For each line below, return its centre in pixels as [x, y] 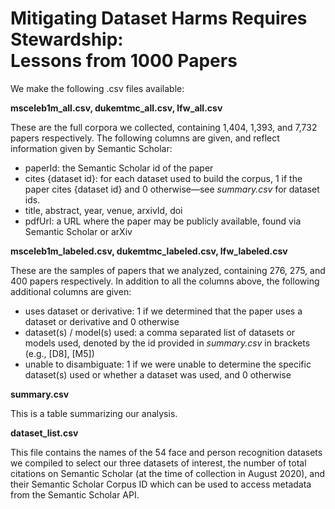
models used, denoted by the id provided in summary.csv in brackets [167, 343]
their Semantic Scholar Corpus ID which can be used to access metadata [161, 484]
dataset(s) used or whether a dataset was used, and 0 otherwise [158, 374]
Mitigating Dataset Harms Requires [159, 18]
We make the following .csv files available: [97, 88]
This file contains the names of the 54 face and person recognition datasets [166, 452]
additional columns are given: [71, 291]
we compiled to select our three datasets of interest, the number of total [158, 463]
